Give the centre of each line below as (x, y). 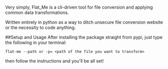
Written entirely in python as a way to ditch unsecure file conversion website (84, 22)
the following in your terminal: (36, 42)
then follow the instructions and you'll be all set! (55, 61)
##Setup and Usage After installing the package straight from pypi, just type (84, 37)
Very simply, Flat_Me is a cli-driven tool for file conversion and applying (79, 7)
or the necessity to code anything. (41, 27)
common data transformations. (37, 12)
